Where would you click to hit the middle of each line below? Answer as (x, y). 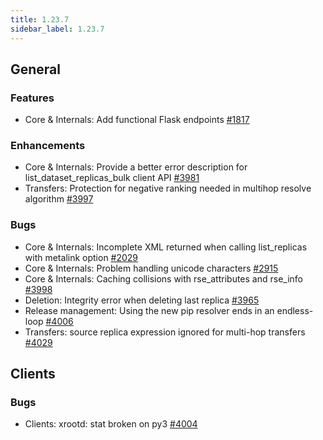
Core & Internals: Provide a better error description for (136, 167)
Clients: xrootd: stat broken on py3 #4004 (111, 424)
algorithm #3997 (59, 199)
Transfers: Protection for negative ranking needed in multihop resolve (168, 188)
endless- (295, 310)
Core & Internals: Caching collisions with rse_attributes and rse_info (164, 278)
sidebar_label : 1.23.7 (57, 29)
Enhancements (48, 146)
